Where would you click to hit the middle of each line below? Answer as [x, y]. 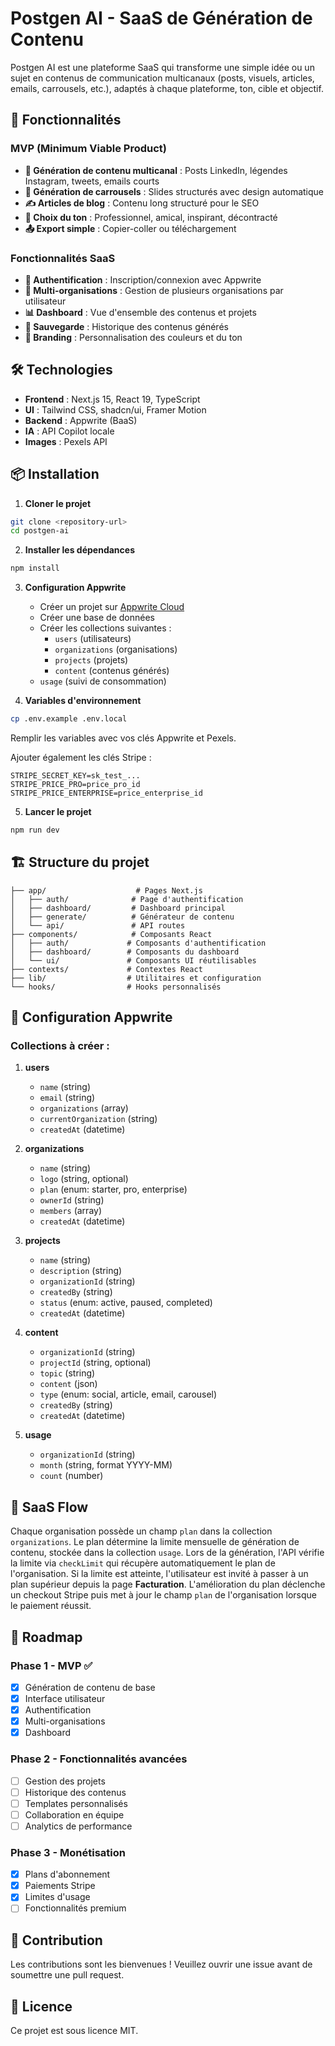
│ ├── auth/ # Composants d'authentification [138, 943]
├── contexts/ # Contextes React [106, 969]
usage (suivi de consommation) [103, 681]
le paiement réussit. [51, 1606]
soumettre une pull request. [67, 1975]
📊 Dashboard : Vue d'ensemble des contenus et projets [140, 312]
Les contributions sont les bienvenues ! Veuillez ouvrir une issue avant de [161, 1964]
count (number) [71, 1476]
